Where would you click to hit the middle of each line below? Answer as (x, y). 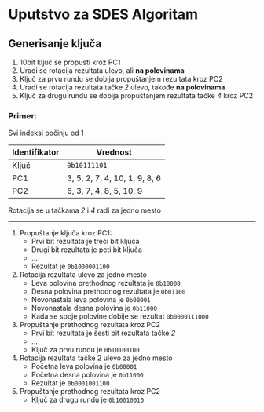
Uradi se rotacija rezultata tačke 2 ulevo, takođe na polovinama (122, 87)
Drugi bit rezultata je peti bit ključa (87, 250)
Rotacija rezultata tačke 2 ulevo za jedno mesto (96, 358)
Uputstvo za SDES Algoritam (103, 15)
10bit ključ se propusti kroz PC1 (70, 62)
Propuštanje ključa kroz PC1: (66, 233)
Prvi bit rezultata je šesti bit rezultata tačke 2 (103, 333)
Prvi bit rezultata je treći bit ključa (85, 242)
